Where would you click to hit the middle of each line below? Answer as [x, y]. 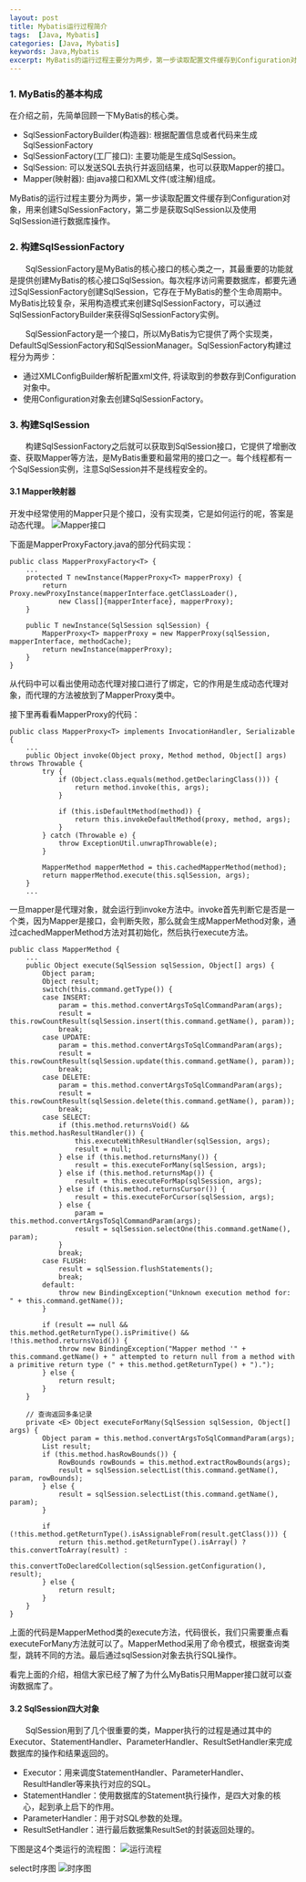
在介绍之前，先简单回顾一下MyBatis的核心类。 [97, 116]
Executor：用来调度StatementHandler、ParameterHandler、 [135, 1772]
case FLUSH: [65, 1261]
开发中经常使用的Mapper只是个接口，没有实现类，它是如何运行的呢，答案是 [152, 514]
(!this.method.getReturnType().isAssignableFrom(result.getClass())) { [148, 1534]
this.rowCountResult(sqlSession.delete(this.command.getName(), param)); [153, 1102]
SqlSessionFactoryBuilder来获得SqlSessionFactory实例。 [117, 314]
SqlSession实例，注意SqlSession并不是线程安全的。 [114, 469]
